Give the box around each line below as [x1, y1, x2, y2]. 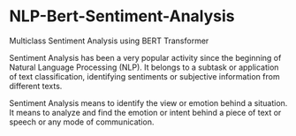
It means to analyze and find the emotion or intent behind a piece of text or [9, 107, 282, 117]
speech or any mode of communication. [9, 117, 155, 127]
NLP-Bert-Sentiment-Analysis [9, 6, 236, 26]
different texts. [9, 80, 63, 91]
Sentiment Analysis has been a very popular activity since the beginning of [9, 52, 282, 63]
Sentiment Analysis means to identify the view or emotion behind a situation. [9, 97, 288, 108]
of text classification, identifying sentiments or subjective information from [9, 71, 280, 81]
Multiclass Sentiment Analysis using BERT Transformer [9, 35, 209, 46]
